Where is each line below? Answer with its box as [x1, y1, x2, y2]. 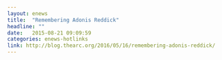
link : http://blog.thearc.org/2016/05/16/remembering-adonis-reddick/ [7, 42, 216, 49]
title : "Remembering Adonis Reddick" [7, 17, 119, 23]
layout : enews [7, 10, 49, 17]
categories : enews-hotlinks [7, 36, 89, 43]
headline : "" [7, 23, 45, 30]
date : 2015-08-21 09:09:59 [7, 29, 92, 37]
